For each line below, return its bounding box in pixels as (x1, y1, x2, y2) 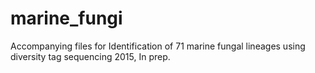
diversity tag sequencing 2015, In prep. (10, 50, 171, 62)
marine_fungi (10, 7, 123, 30)
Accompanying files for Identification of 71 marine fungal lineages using (10, 40, 306, 52)
